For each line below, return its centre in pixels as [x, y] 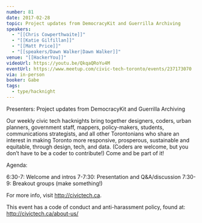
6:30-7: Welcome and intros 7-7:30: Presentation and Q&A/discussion [94, 177]
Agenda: [17, 165]
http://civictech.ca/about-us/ [43, 213]
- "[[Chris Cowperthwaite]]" [49, 35]
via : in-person [26, 75]
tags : [13, 86]
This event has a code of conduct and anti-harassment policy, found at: [96, 207]
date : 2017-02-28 [28, 18]
